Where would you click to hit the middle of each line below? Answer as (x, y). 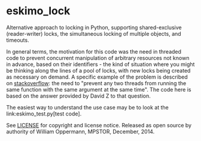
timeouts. (18, 40)
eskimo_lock (38, 11)
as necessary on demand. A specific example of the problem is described (97, 77)
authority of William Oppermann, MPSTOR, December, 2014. (80, 131)
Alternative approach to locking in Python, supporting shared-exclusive (94, 27)
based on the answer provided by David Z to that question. (78, 96)
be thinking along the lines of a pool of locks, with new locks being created (98, 70)
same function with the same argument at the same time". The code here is (99, 89)
